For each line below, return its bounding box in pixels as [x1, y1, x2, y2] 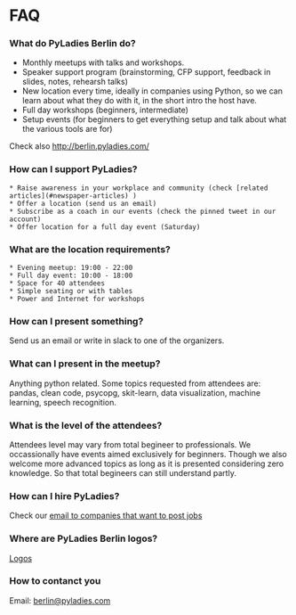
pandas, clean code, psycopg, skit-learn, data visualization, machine [9, 387, 260, 398]
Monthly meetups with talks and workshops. [21, 57, 185, 68]
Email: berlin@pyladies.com [9, 594, 111, 606]
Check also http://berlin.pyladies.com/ [9, 141, 149, 152]
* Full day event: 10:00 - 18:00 [9, 271, 133, 281]
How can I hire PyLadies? [9, 489, 120, 502]
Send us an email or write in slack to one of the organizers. [9, 335, 225, 346]
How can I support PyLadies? [9, 163, 138, 176]
